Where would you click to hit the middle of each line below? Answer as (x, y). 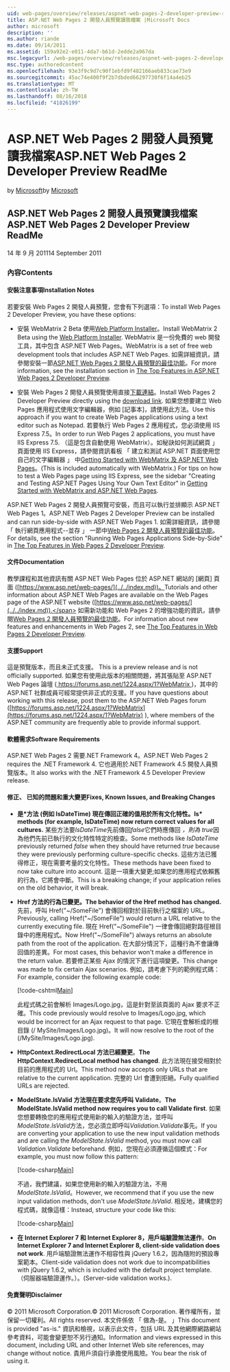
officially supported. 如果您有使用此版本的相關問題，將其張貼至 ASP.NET (110, 676)
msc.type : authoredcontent (46, 65)
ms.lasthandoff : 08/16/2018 (47, 97)
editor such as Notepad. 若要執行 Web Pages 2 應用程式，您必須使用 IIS (118, 425)
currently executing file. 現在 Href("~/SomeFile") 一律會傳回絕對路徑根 (116, 926)
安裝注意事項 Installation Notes (51, 290)
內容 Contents (30, 272)
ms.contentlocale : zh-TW (42, 90)
